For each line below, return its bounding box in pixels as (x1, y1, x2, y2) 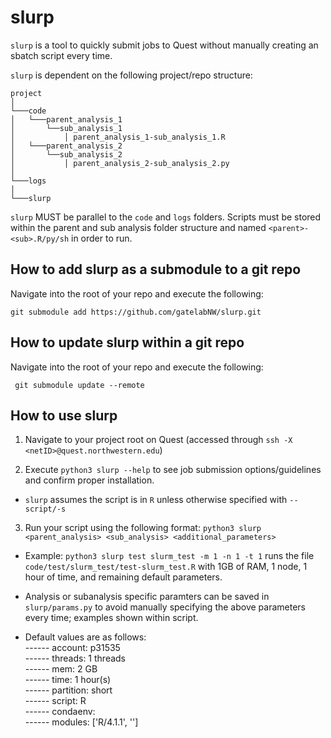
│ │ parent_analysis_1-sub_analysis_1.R (10, 132, 226, 142)
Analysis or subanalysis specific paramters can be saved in (24, 591, 270, 603)
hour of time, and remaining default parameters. (24, 571, 223, 583)
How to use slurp (10, 407, 118, 424)
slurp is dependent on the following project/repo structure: (10, 69, 253, 81)
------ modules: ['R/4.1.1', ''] (24, 716, 139, 728)
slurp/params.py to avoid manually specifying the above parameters (24, 601, 306, 613)
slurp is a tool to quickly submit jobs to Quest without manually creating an (10, 39, 319, 51)
